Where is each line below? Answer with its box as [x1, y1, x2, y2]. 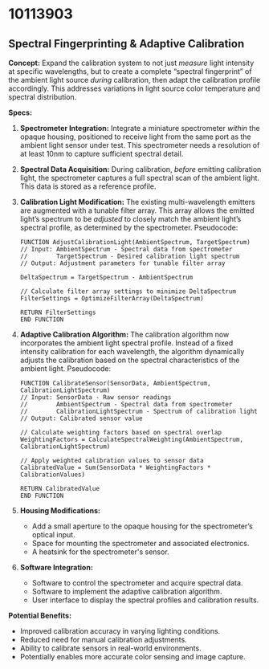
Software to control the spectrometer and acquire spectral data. [31, 578, 243, 587]
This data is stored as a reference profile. [19, 182, 157, 191]
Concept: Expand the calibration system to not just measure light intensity [8, 58, 255, 67]
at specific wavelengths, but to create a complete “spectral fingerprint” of [8, 67, 252, 76]
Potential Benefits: [8, 611, 72, 620]
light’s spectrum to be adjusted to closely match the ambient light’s [19, 214, 242, 223]
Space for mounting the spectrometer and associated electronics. [31, 539, 250, 548]
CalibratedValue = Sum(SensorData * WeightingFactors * [19, 463, 211, 471]
